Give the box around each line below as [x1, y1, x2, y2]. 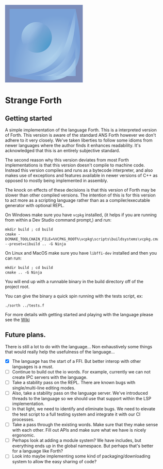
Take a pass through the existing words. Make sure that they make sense [12, 422, 158, 428]
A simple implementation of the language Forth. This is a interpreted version [5, 127, 157, 133]
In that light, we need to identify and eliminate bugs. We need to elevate [12, 406, 156, 412]
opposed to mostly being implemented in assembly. [5, 178, 108, 183]
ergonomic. [12, 432, 35, 438]
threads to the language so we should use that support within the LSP [12, 396, 152, 402]
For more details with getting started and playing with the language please [5, 312, 154, 317]
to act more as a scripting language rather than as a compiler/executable [5, 197, 150, 203]
